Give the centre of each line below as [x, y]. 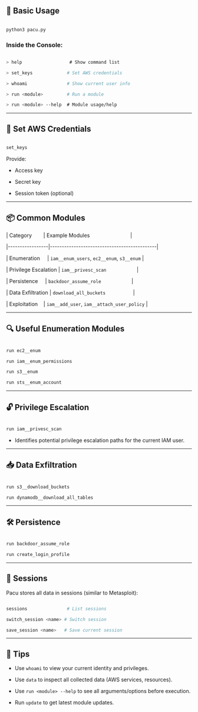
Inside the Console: [34, 45]
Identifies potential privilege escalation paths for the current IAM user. [99, 440]
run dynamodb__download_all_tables [50, 498]
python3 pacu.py [26, 30]
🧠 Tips [18, 654]
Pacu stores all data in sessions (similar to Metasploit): [72, 593]
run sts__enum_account [34, 383]
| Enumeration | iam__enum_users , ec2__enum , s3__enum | [75, 258]
